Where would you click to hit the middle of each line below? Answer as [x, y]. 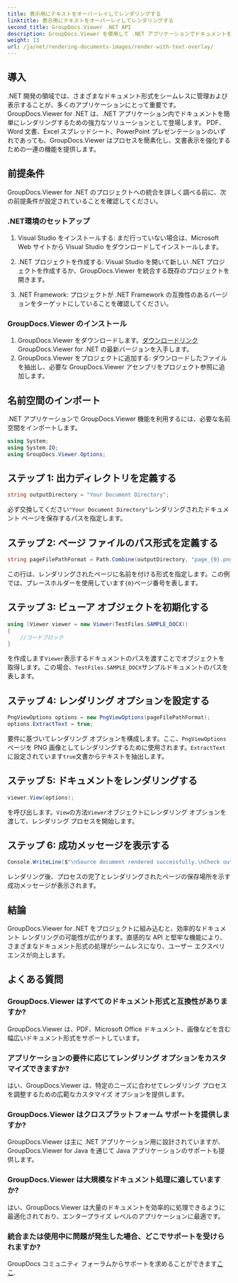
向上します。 [50, 955]
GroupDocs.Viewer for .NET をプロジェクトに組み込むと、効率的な [104, 929]
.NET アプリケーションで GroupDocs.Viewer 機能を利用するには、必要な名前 [119, 419]
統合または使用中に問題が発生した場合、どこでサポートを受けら [116, 1236]
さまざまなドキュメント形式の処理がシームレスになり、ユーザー [100, 946]
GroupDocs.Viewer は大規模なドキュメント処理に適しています [114, 1180]
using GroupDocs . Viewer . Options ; [57, 454]
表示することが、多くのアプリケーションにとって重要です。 [93, 104]
